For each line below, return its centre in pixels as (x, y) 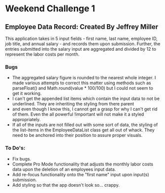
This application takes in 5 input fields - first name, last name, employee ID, (81, 38)
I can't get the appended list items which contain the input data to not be (86, 98)
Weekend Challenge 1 (50, 9)
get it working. (27, 94)
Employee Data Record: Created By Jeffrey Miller (82, 27)
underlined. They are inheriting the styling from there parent (73, 104)
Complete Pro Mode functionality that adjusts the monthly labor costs (83, 164)
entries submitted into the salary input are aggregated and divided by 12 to (81, 49)
